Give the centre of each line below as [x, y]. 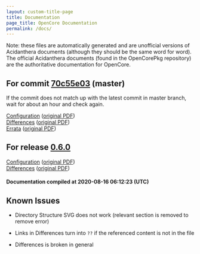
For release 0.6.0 [39, 147]
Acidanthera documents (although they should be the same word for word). [99, 52]
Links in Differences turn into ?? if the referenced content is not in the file [104, 233]
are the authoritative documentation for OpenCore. [69, 65]
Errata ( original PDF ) [31, 129]
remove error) [32, 222]
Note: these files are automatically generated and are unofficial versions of [98, 46]
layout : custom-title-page [40, 12]
